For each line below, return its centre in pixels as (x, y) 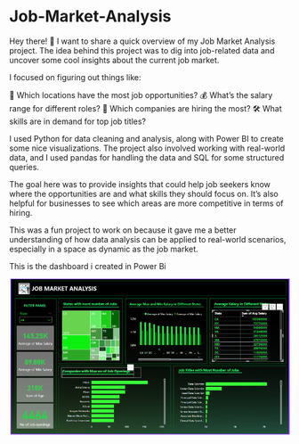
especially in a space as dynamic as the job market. (104, 249)
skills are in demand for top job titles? (78, 121)
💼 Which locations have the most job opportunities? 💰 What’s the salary (141, 95)
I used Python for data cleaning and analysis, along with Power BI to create (146, 138)
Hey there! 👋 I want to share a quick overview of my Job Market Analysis (142, 41)
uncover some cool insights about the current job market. (114, 60)
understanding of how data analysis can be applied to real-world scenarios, (148, 239)
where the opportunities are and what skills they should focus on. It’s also (144, 193)
